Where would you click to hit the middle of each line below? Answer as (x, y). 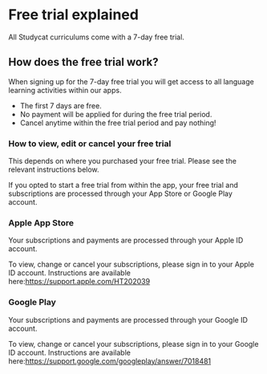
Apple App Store (41, 222)
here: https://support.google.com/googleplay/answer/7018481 (110, 361)
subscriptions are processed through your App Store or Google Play (120, 193)
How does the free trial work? (83, 62)
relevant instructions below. (54, 169)
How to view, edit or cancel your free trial (90, 144)
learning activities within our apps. (65, 90)
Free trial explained (73, 15)
